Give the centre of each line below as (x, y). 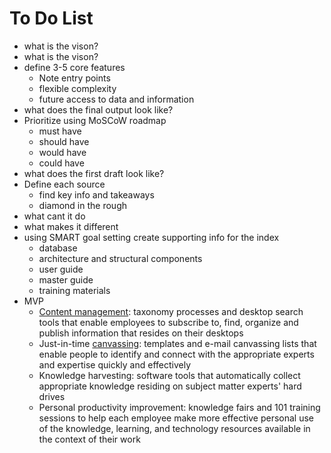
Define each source (64, 184)
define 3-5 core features (74, 67)
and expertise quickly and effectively (115, 364)
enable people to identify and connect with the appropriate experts (176, 354)
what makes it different (71, 226)
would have (62, 152)
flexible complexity (77, 88)
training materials (74, 290)
